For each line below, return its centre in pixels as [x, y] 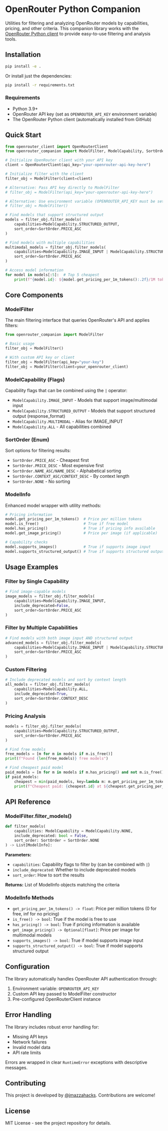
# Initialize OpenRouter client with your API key [59, 160]
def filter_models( [25, 826]
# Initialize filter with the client [44, 174]
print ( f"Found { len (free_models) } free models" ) [57, 759]
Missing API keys [30, 1036]
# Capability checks [27, 542]
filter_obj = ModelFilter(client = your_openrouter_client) [67, 367]
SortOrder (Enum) [27, 440]
